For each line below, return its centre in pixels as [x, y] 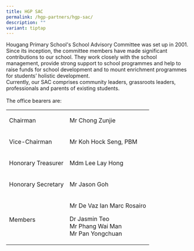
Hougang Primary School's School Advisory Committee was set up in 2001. [97, 45]
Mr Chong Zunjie [93, 121]
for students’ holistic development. [48, 76]
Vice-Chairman [31, 142]
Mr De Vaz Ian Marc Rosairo [108, 206]
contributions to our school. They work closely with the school [82, 57]
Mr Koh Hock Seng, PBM [104, 142]
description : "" [26, 22]
